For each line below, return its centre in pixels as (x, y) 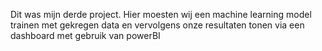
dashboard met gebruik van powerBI (85, 35)
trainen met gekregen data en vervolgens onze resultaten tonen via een (157, 25)
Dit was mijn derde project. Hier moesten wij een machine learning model (161, 14)
